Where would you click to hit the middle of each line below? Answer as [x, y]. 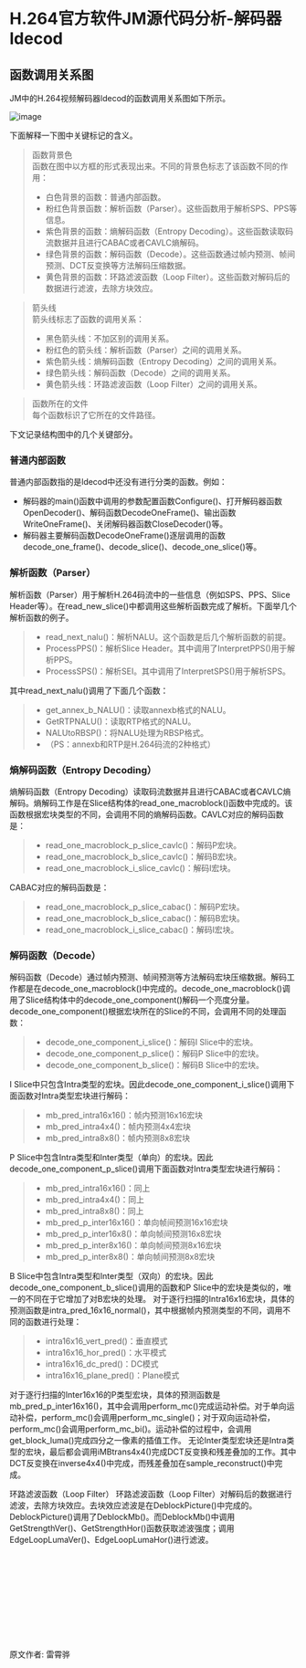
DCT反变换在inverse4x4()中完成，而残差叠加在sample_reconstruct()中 [142, 1463]
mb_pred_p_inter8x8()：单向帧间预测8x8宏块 [130, 1257]
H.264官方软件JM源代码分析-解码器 [146, 19]
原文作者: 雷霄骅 [40, 1654]
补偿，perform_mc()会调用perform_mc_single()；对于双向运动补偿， [146, 1418]
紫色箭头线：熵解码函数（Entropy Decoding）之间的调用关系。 [163, 361]
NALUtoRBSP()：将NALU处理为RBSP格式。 [127, 732]
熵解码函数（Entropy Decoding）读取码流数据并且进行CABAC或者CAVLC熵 [150, 792]
